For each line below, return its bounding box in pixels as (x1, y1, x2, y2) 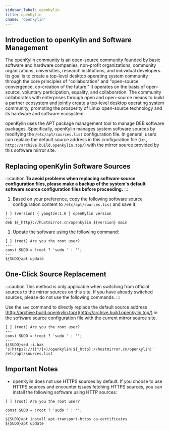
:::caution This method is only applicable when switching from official (5, 283, 149, 289)
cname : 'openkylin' (5, 17, 46, 22)
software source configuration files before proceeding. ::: (5, 186, 129, 192)
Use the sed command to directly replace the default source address (5, 304, 147, 310)
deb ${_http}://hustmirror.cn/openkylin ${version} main (5, 220, 128, 225)
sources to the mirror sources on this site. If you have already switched (5, 289, 153, 295)
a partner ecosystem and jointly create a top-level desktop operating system (5, 100, 164, 106)
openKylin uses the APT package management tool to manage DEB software (5, 120, 164, 126)
